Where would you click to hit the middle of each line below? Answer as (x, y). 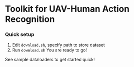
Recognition (30, 19)
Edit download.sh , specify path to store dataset (59, 45)
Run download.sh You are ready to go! (50, 50)
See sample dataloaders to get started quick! (50, 60)
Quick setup (20, 34)
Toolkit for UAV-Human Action (67, 9)
